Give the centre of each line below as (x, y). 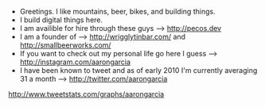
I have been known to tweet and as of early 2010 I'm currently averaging (138, 70)
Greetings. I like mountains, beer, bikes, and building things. (118, 11)
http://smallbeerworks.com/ (65, 45)
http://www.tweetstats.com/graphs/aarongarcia (86, 94)
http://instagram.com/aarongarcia (75, 62)
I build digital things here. (61, 20)
